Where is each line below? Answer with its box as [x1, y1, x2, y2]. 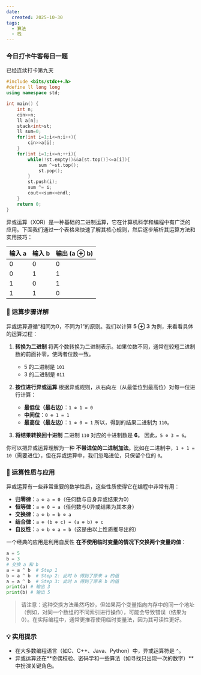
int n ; [17, 106, 34, 112]
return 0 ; [17, 201, 42, 207]
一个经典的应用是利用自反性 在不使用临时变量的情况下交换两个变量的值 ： [6, 538, 187, 546]
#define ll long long [6, 85, 61, 91]
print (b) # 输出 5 [6, 589, 50, 596]
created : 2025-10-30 [11, 14, 63, 20]
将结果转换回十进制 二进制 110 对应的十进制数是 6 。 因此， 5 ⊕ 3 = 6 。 [14, 431, 190, 439]
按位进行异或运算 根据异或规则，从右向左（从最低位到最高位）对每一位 [14, 383, 190, 391]
